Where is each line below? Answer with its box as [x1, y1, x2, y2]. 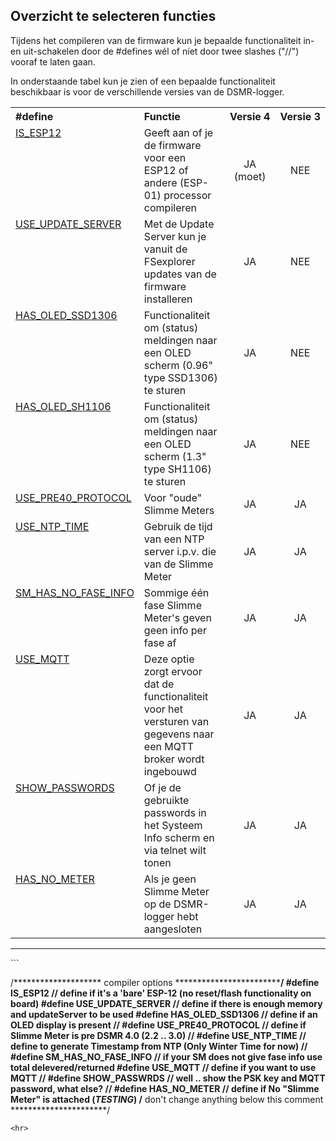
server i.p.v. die [143, 544, 217, 558]
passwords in [143, 805, 207, 819]
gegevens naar [143, 727, 215, 741]
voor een [143, 150, 187, 164]
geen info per [143, 623, 207, 637]
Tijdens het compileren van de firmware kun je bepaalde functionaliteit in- [10, 34, 315, 46]
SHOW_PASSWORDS [15, 780, 115, 794]
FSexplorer [143, 254, 196, 268]
